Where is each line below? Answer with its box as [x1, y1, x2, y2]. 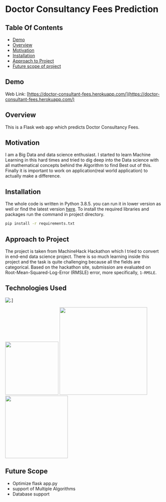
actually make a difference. [5, 173, 61, 179]
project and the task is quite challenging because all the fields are [5, 258, 140, 264]
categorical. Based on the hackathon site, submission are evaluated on [5, 264, 151, 270]
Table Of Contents [5, 23, 63, 32]
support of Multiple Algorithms [12, 485, 76, 491]
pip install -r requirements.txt [5, 221, 75, 226]
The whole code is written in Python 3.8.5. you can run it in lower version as [5, 201, 161, 207]
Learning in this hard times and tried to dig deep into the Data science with [5, 157, 159, 163]
